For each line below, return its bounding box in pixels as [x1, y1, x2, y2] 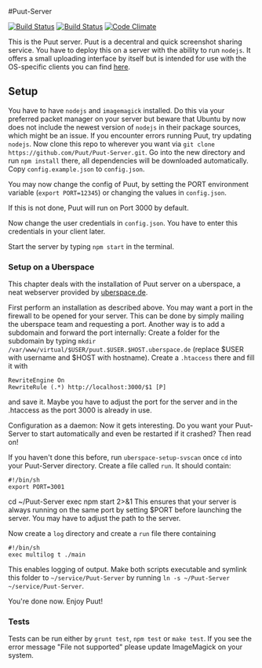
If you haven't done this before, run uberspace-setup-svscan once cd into [8, 453, 242, 462]
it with [8, 362, 28, 371]
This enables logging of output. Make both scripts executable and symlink [8, 565, 247, 574]
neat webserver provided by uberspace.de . [8, 288, 148, 297]
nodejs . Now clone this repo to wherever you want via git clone [8, 139, 216, 149]
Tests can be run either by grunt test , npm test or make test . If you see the [8, 634, 253, 644]
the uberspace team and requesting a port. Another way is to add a [8, 320, 225, 329]
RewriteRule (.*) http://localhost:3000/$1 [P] [8, 384, 167, 391]
